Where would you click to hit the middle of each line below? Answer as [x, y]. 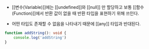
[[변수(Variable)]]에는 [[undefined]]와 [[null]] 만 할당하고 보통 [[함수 [78, 7]
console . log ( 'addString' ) [40, 37]
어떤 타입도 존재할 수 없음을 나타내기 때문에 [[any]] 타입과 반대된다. [76, 24]
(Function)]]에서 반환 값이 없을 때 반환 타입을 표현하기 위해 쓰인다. [75, 13]
